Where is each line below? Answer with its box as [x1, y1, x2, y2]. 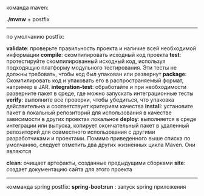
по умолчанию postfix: [6, 33, 65, 40]
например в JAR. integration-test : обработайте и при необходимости [6, 83, 187, 90]
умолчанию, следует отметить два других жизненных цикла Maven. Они [6, 141, 195, 148]
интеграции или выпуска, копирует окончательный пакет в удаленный [6, 122, 189, 129]
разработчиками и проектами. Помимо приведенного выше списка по [6, 135, 191, 142]
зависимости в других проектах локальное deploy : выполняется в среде [6, 116, 197, 122]
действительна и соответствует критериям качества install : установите [6, 103, 193, 109]
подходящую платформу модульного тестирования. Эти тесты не [6, 64, 177, 71]
